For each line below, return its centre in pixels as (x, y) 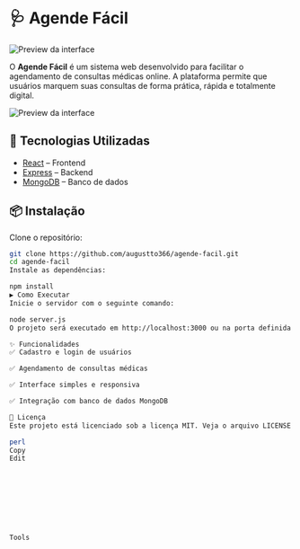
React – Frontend (54, 163)
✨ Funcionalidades (44, 344)
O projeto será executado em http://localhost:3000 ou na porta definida (150, 328)
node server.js (38, 319)
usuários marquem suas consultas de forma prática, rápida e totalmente (142, 85)
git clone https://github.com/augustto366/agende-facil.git (124, 253)
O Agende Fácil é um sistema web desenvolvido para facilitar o (127, 66)
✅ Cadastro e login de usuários (71, 352)
